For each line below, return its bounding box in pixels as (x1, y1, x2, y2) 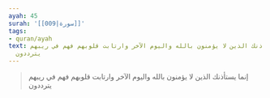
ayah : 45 (8, 11, 38, 20)
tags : (8, 27, 27, 35)
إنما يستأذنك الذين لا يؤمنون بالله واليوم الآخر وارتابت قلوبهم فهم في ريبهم (28, 72, 249, 81)
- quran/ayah (8, 34, 53, 43)
